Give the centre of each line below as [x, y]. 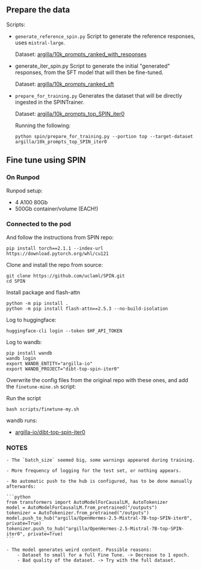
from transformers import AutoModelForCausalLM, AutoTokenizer [87, 503]
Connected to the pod [39, 224]
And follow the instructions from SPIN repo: [60, 237]
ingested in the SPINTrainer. [50, 102]
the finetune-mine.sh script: [41, 386]
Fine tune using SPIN [46, 160]
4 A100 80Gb [31, 202]
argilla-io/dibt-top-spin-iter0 [50, 432]
